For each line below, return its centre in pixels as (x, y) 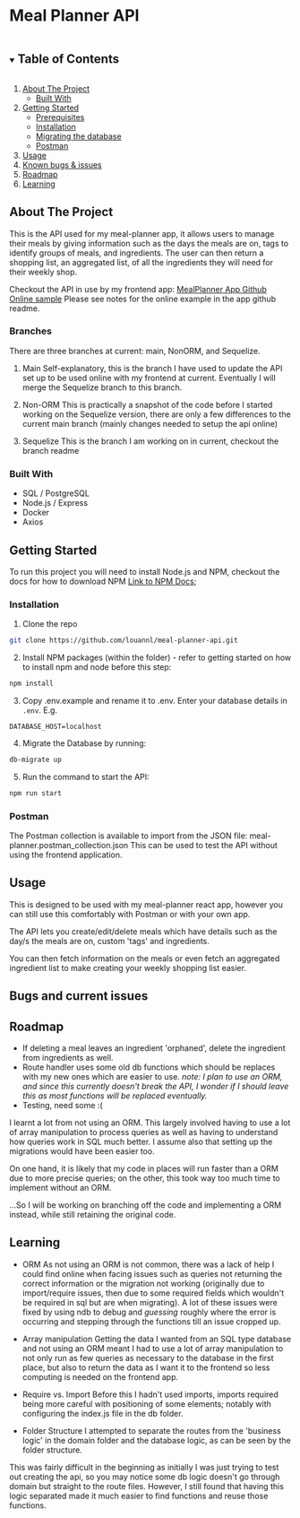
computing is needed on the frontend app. (100, 1376)
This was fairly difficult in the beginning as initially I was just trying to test (144, 1467)
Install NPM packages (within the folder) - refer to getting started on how (157, 658)
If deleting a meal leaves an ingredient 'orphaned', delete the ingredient (154, 1048)
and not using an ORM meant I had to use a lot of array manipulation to (153, 1348)
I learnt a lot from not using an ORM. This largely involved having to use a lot (150, 1123)
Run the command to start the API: (86, 776)
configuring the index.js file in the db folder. (103, 1413)
